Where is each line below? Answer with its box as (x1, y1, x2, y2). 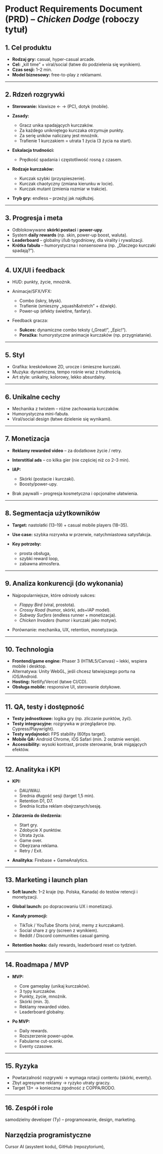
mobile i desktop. (12, 663, 47, 669)
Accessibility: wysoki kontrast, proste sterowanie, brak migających (12, 741, 147, 747)
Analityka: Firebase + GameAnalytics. (12, 857, 89, 863)
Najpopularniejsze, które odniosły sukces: (12, 592, 96, 598)
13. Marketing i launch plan (5, 876, 88, 884)
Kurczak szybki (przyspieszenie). (19, 175, 86, 181)
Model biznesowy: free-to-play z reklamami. (12, 72, 102, 77)
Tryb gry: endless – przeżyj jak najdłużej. (12, 195, 95, 201)
